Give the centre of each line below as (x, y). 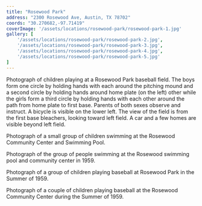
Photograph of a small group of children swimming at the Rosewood (91, 136)
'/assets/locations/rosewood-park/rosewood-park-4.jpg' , (90, 51)
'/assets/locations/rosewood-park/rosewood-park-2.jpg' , (90, 40)
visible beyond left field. (36, 124)
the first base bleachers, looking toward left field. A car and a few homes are (101, 117)
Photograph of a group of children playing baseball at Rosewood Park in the (100, 172)
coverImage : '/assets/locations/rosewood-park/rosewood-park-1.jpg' (94, 29)
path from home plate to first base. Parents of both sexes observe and (93, 105)
